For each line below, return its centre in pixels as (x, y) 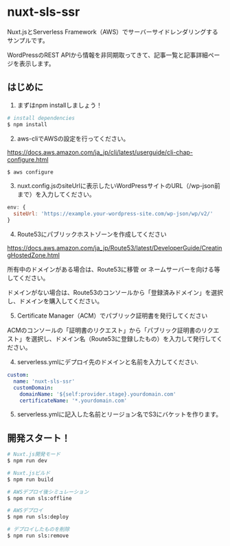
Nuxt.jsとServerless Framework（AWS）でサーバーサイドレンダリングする (113, 32)
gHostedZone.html (34, 255)
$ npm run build (30, 479)
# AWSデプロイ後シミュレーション (48, 492)
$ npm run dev (27, 461)
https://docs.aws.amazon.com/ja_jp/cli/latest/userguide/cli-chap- (100, 152)
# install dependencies (41, 118)
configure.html (28, 159)
